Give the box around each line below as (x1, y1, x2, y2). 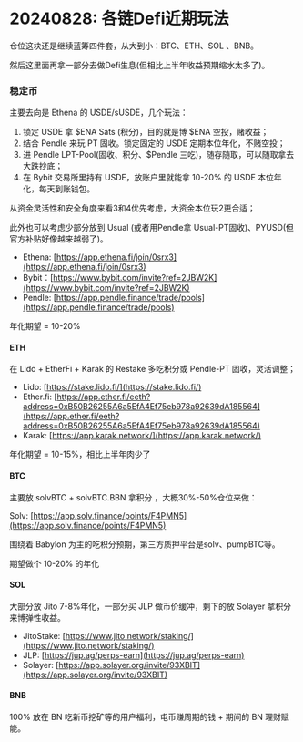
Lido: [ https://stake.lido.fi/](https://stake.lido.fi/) (22, 382, 202, 393)
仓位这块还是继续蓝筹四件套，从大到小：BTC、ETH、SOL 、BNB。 (9, 40, 259, 51)
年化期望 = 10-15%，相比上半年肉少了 (9, 448, 151, 460)
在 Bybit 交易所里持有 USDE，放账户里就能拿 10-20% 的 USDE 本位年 (22, 172, 282, 183)
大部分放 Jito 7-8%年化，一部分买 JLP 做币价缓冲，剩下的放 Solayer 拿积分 (9, 601, 291, 612)
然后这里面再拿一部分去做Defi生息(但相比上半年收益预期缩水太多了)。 (9, 59, 270, 70)
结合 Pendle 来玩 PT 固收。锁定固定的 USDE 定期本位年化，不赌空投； (22, 138, 286, 149)
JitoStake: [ (22, 630, 66, 641)
